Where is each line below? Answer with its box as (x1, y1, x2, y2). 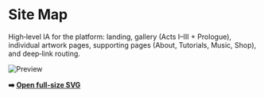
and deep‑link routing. (8, 48, 81, 58)
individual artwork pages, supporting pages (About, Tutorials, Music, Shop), (8, 40, 257, 49)
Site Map (8, 6, 68, 24)
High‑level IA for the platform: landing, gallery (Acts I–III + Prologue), (8, 32, 232, 41)
